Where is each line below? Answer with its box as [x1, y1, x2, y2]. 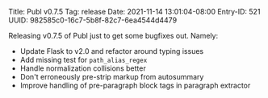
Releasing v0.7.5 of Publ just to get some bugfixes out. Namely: [8, 31, 219, 40]
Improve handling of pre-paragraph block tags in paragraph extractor [19, 80, 251, 90]
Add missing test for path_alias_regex [19, 55, 148, 64]
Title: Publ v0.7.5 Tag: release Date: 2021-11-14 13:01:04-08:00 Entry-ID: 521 [8, 7, 261, 16]
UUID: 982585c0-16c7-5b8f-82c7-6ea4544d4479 [8, 15, 178, 25]
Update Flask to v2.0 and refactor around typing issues [19, 47, 204, 55]
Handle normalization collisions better [19, 63, 147, 73]
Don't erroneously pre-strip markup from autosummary [19, 72, 204, 81]
